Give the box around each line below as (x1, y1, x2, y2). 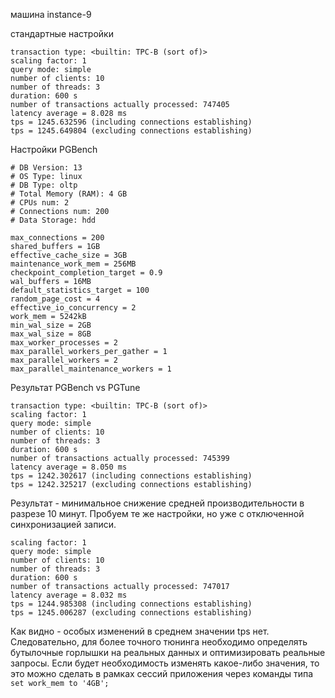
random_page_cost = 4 (10, 294, 101, 304)
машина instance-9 (10, 9, 92, 20)
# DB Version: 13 (10, 163, 83, 173)
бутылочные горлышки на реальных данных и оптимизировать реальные (10, 647, 326, 658)
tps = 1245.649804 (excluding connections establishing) (10, 126, 253, 136)
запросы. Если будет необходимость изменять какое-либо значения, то (10, 657, 320, 669)
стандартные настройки (10, 28, 114, 39)
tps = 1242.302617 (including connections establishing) (10, 471, 253, 481)
